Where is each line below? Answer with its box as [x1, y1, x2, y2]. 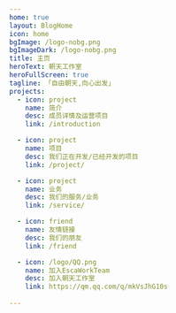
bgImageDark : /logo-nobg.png [9, 46, 117, 55]
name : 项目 [25, 144, 63, 153]
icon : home [9, 29, 50, 38]
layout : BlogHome [9, 21, 73, 30]
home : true [9, 12, 50, 22]
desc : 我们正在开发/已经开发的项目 [25, 152, 139, 161]
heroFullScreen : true [9, 71, 89, 80]
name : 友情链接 [25, 225, 76, 234]
